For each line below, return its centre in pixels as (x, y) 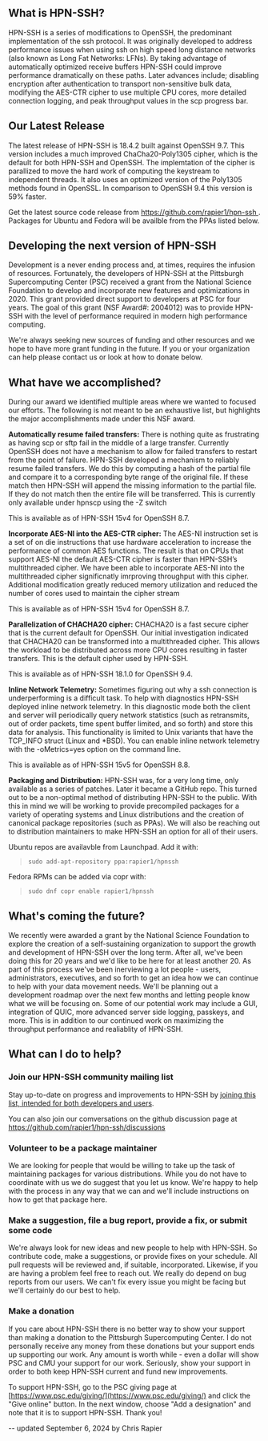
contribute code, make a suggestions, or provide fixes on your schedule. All (133, 1256)
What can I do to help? (65, 1054)
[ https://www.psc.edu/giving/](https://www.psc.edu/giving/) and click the (129, 1395)
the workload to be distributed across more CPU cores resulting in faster (128, 650)
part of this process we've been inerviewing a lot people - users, (115, 969)
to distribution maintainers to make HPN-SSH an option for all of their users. (133, 832)
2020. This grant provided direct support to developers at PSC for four (124, 299)
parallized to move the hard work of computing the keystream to (114, 171)
